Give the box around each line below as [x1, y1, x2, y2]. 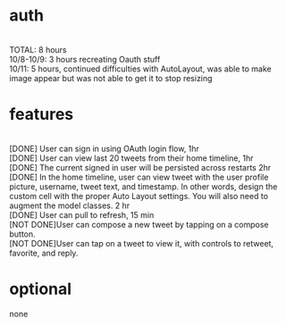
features [9, 104, 74, 125]
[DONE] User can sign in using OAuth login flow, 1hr [9, 143, 199, 154]
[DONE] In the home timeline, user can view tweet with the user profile [9, 171, 269, 182]
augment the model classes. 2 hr [9, 200, 130, 211]
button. [9, 229, 36, 239]
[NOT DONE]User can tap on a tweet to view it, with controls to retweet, [9, 238, 274, 248]
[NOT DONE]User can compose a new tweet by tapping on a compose [9, 219, 270, 230]
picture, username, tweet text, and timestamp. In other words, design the [9, 180, 278, 192]
